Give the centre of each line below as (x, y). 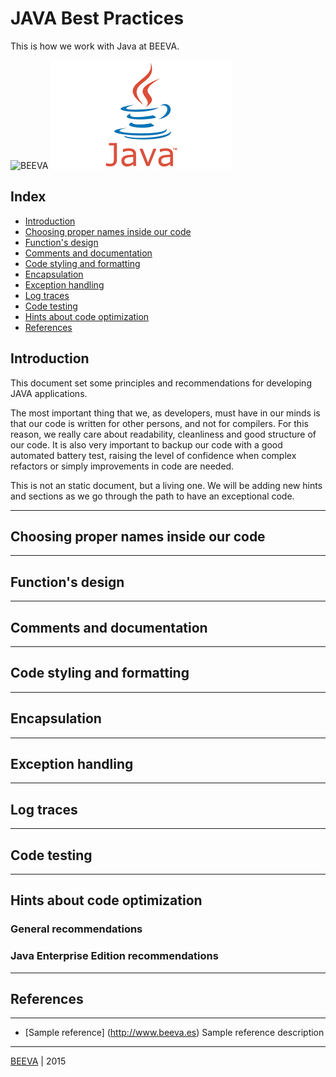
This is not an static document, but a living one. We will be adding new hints (166, 485)
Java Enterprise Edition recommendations (114, 956)
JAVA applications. (49, 393)
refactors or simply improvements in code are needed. (122, 466)
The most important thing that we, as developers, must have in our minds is (165, 413)
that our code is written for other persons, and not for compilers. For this (159, 423)
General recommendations (76, 929)
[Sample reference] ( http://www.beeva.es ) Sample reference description (174, 1033)
